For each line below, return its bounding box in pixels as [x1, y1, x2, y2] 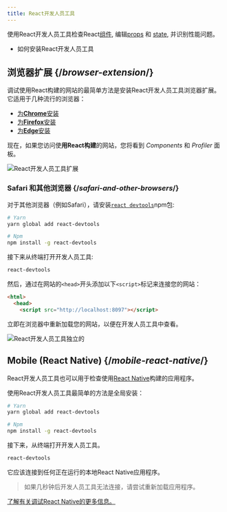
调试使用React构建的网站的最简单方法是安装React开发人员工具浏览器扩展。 [7, 86, 221, 94]
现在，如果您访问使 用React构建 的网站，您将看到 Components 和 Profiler [7, 141, 213, 150]
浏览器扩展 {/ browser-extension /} [7, 67, 154, 79]
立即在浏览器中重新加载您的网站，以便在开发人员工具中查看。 [7, 320, 182, 328]
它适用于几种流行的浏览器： [7, 94, 86, 103]
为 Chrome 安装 [17, 110, 59, 118]
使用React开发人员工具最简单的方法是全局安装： [7, 389, 144, 397]
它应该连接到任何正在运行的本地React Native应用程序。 [7, 468, 164, 476]
